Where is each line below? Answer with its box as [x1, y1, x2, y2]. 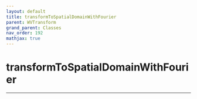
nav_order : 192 [6, 30, 43, 36]
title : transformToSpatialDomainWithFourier [6, 14, 117, 20]
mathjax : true [6, 36, 41, 41]
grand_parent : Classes [6, 24, 62, 31]
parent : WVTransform [6, 19, 57, 25]
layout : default [6, 8, 46, 15]
